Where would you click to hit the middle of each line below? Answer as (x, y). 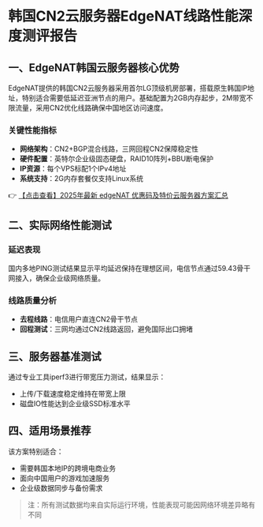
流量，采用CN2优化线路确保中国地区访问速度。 (91, 108)
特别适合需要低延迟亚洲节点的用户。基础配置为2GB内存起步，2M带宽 (134, 98)
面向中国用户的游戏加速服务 (65, 478)
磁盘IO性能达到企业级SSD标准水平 (75, 404)
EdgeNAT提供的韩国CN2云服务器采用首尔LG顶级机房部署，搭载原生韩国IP (128, 88)
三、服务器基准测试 (55, 356)
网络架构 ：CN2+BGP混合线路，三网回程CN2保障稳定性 (109, 149)
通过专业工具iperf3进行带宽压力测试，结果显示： (87, 377)
